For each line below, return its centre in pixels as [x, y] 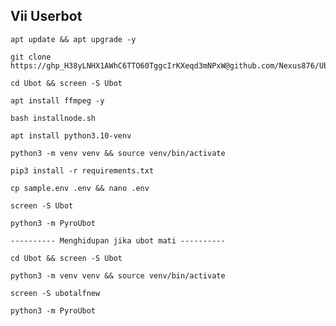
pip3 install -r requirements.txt [82, 170]
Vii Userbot [46, 16]
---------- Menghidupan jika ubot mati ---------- [118, 240]
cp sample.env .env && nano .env [80, 188]
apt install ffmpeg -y [57, 100]
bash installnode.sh [53, 118]
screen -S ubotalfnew [55, 293]
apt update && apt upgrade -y [73, 39]
